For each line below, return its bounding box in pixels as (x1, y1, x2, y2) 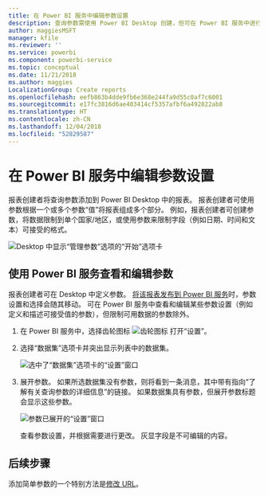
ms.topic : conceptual (8, 64, 81, 72)
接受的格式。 (29, 225, 72, 234)
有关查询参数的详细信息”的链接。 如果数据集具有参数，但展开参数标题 (26, 387, 256, 396)
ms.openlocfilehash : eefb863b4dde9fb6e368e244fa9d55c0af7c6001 (8, 93, 223, 101)
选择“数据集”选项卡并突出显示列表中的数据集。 (19, 343, 174, 353)
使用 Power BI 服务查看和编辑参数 (8, 267, 174, 280)
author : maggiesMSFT (8, 26, 77, 34)
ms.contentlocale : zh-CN (8, 115, 91, 123)
